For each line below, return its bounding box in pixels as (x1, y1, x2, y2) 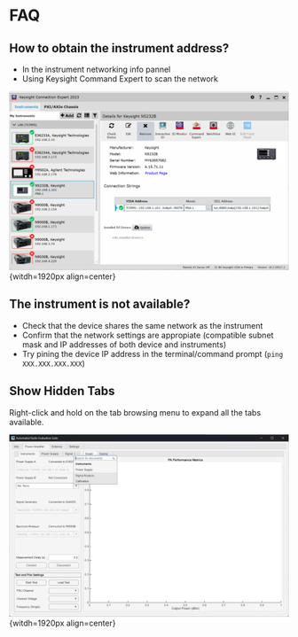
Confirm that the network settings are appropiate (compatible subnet (21, 330, 274, 340)
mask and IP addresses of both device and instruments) (21, 338, 227, 350)
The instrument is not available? (9, 297, 191, 312)
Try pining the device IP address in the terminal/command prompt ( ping (21, 348, 284, 359)
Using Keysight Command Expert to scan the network (21, 74, 219, 84)
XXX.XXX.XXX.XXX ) (21, 358, 86, 369)
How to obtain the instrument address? (9, 41, 230, 56)
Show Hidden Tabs (9, 384, 115, 399)
